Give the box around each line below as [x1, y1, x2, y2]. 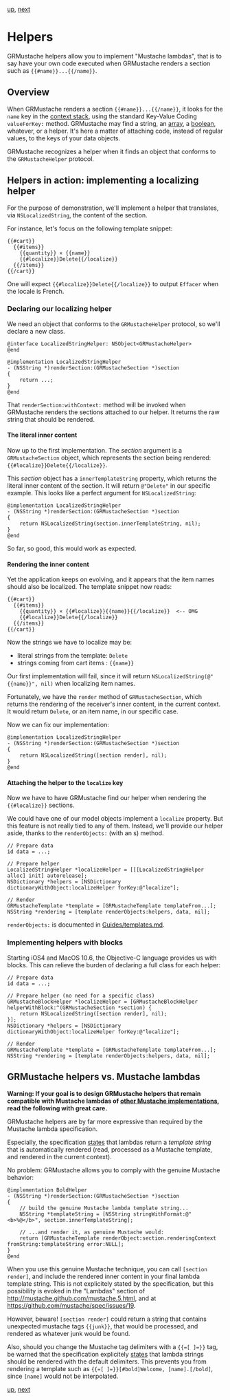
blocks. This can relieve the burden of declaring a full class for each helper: [7, 960, 221, 969]
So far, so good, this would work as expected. [7, 544, 137, 552]
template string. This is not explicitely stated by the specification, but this [7, 1279, 214, 1288]
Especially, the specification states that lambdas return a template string [7, 1138, 211, 1146]
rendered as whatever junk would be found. [7, 1329, 130, 1337]
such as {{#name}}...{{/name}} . [7, 66, 97, 74]
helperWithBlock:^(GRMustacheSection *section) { [7, 1004, 152, 1011]
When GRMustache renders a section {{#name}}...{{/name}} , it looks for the [7, 105, 223, 113]
